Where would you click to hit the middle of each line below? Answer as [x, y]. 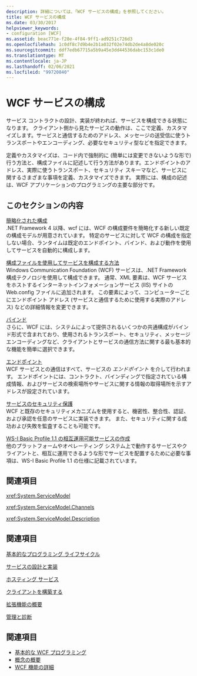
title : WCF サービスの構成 [36, 17]
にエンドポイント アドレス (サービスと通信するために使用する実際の [88, 300]
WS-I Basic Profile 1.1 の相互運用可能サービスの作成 [68, 438]
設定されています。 [49, 391]
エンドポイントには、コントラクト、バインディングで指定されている [99, 376]
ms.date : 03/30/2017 [31, 22]
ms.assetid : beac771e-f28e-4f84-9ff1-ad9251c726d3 [69, 39]
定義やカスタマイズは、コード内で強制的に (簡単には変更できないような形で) [99, 155]
